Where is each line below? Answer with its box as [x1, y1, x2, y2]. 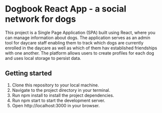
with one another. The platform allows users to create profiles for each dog [5, 50, 154, 56]
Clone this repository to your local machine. [12, 82, 99, 88]
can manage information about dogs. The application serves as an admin [5, 35, 151, 41]
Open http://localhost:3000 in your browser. [12, 102, 100, 108]
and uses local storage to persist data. [5, 55, 81, 61]
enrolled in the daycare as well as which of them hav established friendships [5, 45, 157, 51]
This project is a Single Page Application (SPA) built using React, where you [5, 29, 156, 35]
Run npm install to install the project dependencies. [12, 92, 115, 98]
